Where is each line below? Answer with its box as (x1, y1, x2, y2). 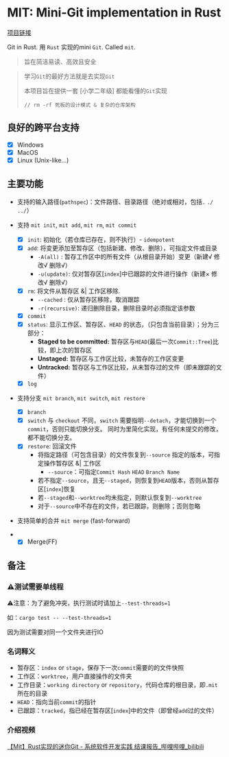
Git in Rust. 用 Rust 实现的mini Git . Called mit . (7, 43, 136, 51)
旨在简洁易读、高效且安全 (23, 57, 97, 66)
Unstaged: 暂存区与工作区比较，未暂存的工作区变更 (37, 355, 184, 363)
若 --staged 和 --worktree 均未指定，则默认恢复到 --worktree (37, 494, 202, 502)
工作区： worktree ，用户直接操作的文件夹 (16, 672, 132, 680)
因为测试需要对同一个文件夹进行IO (7, 628, 104, 636)
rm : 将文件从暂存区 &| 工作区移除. (27, 287, 121, 295)
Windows (16, 141, 44, 149)
